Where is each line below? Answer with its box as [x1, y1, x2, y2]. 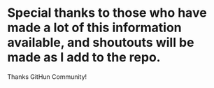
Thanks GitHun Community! [7, 72, 87, 81]
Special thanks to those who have [7, 5, 208, 21]
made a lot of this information [7, 20, 182, 36]
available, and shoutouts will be [7, 35, 194, 50]
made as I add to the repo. [7, 50, 161, 66]
